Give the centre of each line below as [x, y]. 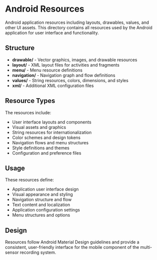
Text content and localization [41, 205]
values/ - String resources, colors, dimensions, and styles [70, 80]
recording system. [38, 252]
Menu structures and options [41, 215]
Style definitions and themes [41, 148]
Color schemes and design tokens [46, 138]
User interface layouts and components [52, 122]
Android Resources [45, 9]
